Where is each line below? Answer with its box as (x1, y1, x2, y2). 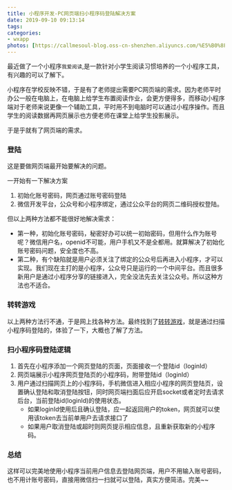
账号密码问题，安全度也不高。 (17, 247, 102, 255)
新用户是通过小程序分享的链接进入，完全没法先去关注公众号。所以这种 (17, 272, 217, 281)
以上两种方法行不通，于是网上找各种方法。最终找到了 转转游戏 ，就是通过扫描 (7, 317, 225, 326)
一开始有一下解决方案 (7, 177, 68, 185)
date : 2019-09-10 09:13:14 (7, 17, 85, 23)
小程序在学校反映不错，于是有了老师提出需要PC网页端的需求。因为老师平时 (7, 86, 222, 93)
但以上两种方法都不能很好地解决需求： (7, 215, 116, 223)
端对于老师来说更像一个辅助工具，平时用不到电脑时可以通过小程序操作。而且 (7, 103, 225, 111)
